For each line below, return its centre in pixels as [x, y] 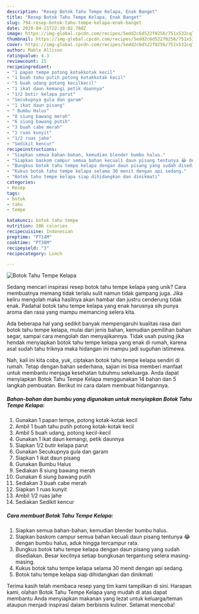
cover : [15, 45]
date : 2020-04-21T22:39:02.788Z [46, 28]
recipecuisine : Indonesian [40, 232]
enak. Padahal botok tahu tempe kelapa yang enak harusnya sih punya [93, 306]
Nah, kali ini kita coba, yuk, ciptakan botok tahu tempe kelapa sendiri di [93, 360]
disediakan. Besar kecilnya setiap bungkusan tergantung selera [92, 556]
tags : [13, 193]
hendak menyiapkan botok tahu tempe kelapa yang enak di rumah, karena [97, 343]
